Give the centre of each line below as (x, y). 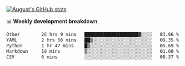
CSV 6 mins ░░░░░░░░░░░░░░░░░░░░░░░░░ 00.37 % (93, 57)
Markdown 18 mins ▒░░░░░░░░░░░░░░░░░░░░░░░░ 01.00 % (93, 51)
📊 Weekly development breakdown (52, 21)
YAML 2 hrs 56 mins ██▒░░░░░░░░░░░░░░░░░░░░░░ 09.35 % (93, 40)
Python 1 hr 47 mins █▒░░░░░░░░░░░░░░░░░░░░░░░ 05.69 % (93, 46)
